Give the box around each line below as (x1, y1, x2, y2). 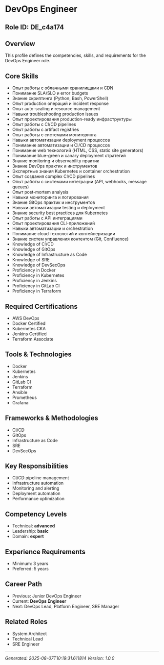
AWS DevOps (12, 315, 40, 321)
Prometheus (12, 394, 37, 400)
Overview (5, 39, 36, 48)
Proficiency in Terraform (12, 288, 61, 294)
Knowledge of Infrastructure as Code (12, 251, 87, 258)
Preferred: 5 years (12, 566, 49, 572)
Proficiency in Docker (12, 267, 56, 273)
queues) (12, 184, 29, 190)
